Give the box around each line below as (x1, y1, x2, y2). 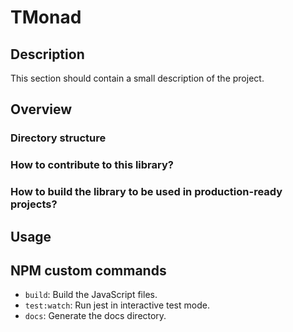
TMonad (10, 6, 82, 29)
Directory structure (10, 131, 107, 145)
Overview (10, 101, 73, 118)
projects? (10, 197, 58, 211)
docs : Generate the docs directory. (24, 310, 167, 322)
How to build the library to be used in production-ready (10, 185, 283, 199)
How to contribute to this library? (10, 158, 174, 172)
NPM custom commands (10, 262, 167, 279)
